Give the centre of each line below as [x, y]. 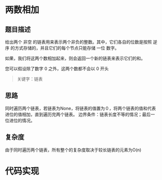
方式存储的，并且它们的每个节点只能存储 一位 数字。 [67, 48]
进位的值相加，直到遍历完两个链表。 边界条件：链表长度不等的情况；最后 [78, 114]
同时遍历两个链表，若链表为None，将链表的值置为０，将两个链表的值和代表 [81, 108]
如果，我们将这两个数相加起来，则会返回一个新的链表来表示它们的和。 [75, 58]
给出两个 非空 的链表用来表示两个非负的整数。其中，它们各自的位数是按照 [78, 42]
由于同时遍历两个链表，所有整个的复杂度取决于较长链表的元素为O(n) [73, 150]
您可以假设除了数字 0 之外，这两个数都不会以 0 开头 [57, 69]
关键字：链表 [30, 79]
